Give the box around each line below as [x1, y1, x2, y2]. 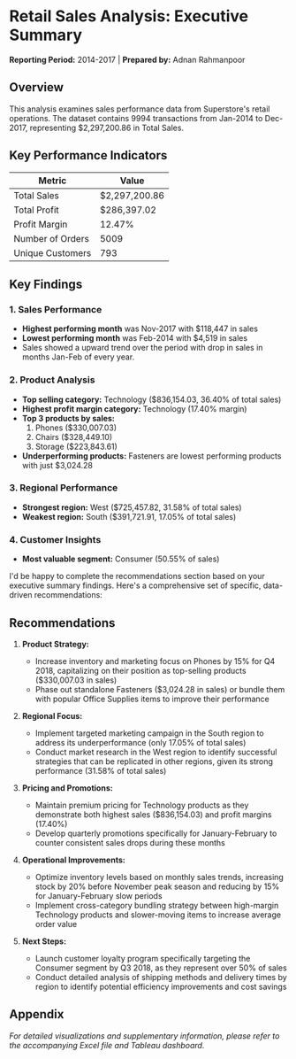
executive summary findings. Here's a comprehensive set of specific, [9, 580, 262, 591]
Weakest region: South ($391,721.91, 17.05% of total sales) [21, 511, 237, 522]
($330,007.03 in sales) [34, 675, 118, 685]
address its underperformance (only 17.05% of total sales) [34, 737, 247, 747]
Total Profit [13, 204, 59, 216]
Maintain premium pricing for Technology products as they [34, 800, 249, 810]
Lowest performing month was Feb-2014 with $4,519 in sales [21, 333, 248, 344]
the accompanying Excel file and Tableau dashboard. [9, 1040, 205, 1050]
